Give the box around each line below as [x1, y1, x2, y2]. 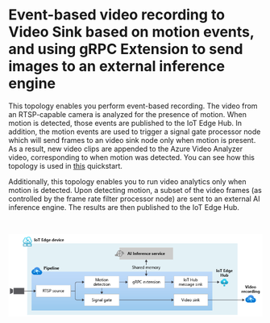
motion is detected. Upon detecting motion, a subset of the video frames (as [8, 185, 262, 195]
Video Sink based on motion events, [8, 23, 255, 41]
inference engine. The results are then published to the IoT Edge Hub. [8, 202, 240, 212]
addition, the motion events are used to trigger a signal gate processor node [8, 127, 261, 136]
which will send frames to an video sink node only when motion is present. [8, 135, 256, 145]
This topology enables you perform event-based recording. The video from [8, 101, 258, 111]
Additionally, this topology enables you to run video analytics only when [8, 176, 247, 187]
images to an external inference [8, 57, 226, 76]
